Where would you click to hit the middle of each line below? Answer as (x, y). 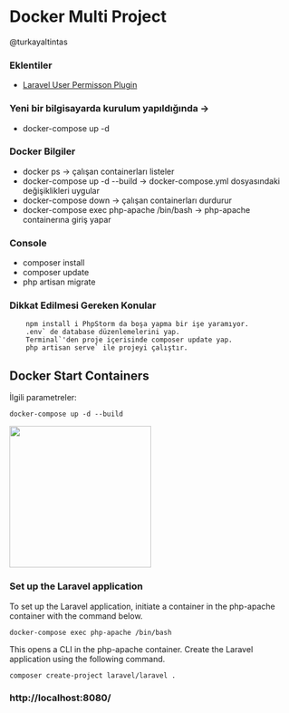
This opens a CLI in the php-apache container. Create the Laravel (131, 649)
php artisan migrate (59, 282)
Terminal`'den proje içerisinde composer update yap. (129, 340)
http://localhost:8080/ (60, 698)
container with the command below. (76, 616)
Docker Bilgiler (43, 151)
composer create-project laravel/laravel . (93, 675)
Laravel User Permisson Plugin (80, 85)
